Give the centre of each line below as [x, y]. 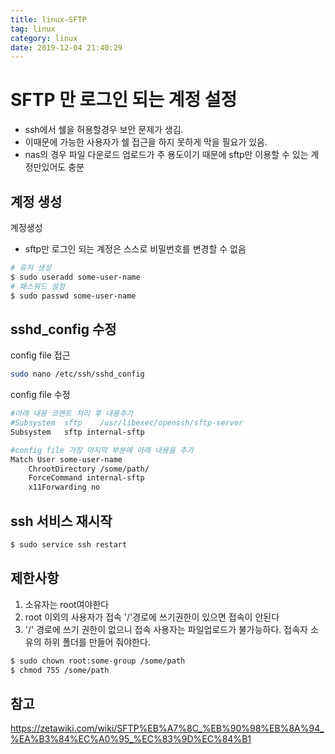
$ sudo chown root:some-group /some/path [98, 661]
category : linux [44, 38]
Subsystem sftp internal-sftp [77, 432]
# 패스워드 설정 [38, 286]
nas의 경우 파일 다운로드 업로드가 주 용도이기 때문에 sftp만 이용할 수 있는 [166, 155]
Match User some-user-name [66, 459]
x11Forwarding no [64, 487]
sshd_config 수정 [63, 329]
